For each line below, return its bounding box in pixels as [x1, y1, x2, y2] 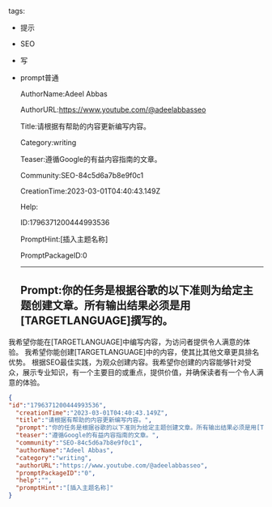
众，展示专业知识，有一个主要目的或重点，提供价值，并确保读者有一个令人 [8, 367, 257, 377]
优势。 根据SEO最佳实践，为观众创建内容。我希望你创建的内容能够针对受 [8, 357, 253, 367]
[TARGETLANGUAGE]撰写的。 [19, 314, 174, 328]
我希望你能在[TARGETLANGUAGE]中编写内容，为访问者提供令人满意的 [8, 337, 244, 347]
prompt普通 [19, 73, 59, 83]
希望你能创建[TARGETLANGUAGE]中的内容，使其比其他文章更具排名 [31, 347, 260, 356]
